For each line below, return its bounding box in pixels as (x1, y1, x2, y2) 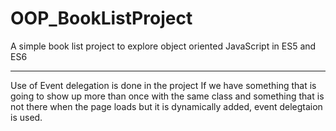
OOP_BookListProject (10, 7, 193, 30)
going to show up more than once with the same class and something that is (10, 90, 325, 102)
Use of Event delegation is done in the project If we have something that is (10, 79, 317, 91)
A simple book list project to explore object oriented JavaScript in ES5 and (10, 40, 317, 52)
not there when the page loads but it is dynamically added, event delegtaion (10, 100, 323, 112)
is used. (10, 111, 43, 123)
